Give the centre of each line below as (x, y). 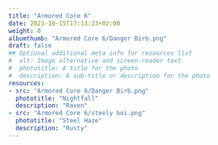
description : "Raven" (52, 106)
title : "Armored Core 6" (50, 16)
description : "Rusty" (52, 128)
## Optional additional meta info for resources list (101, 53)
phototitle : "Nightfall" (57, 98)
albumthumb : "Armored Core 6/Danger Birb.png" (88, 38)
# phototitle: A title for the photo (73, 68)
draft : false (30, 46)
